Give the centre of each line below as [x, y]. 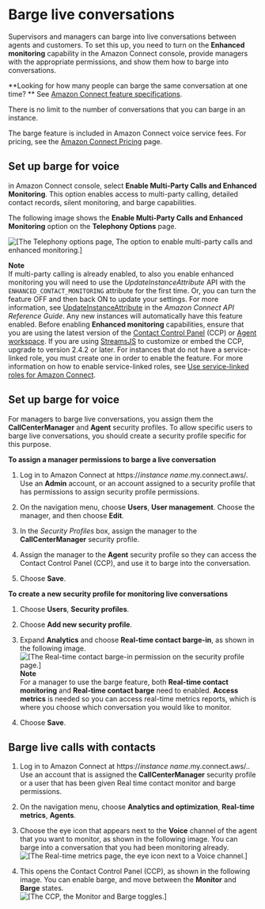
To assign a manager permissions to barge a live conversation [112, 459]
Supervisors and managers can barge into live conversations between [122, 36]
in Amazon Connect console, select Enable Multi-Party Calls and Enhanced [132, 185]
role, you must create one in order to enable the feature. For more [136, 357]
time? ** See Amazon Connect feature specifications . [95, 94]
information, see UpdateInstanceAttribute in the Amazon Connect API [121, 307]
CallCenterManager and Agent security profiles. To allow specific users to [131, 427]
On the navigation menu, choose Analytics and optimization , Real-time [137, 807]
